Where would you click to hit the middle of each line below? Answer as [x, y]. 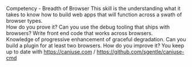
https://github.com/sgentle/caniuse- [141, 52]
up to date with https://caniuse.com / [51, 52]
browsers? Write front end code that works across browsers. [80, 33]
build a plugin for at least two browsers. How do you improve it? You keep [95, 45]
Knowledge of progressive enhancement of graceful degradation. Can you [96, 39]
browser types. [24, 21]
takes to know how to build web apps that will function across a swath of [94, 15]
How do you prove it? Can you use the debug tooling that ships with [88, 27]
